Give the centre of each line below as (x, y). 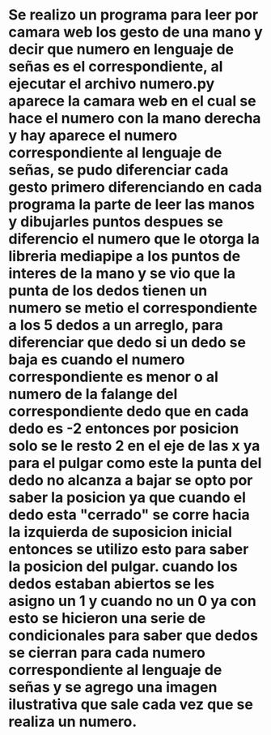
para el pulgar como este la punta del (135, 463)
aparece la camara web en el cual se (132, 101)
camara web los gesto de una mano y (135, 32)
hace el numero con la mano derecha (135, 118)
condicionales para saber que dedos (133, 636)
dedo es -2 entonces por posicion (124, 429)
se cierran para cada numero (107, 653)
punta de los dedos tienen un (108, 291)
